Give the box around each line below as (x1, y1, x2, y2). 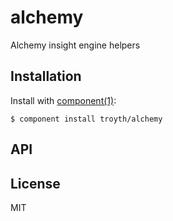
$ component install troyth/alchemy (10, 114, 163, 124)
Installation (10, 68, 82, 85)
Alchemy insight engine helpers (10, 39, 141, 51)
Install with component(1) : (10, 94, 117, 106)
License (10, 175, 61, 192)
